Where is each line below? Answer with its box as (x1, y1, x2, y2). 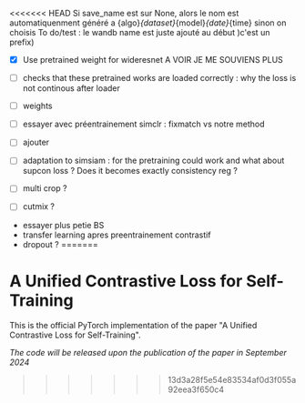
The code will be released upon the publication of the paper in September (9, 348, 287, 358)
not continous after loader (22, 83, 121, 94)
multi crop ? (22, 183, 67, 194)
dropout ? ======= (22, 238, 98, 249)
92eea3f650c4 (168, 384, 225, 395)
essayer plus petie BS (22, 219, 105, 230)
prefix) (9, 36, 35, 47)
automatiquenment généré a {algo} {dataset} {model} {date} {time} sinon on (9, 17, 287, 28)
